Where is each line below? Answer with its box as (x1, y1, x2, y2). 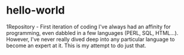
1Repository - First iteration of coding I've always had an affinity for (6, 23, 171, 30)
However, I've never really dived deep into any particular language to (6, 35, 175, 43)
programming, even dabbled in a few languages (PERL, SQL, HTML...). (6, 29, 179, 36)
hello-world (6, 4, 66, 17)
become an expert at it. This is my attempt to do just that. (6, 42, 146, 49)
